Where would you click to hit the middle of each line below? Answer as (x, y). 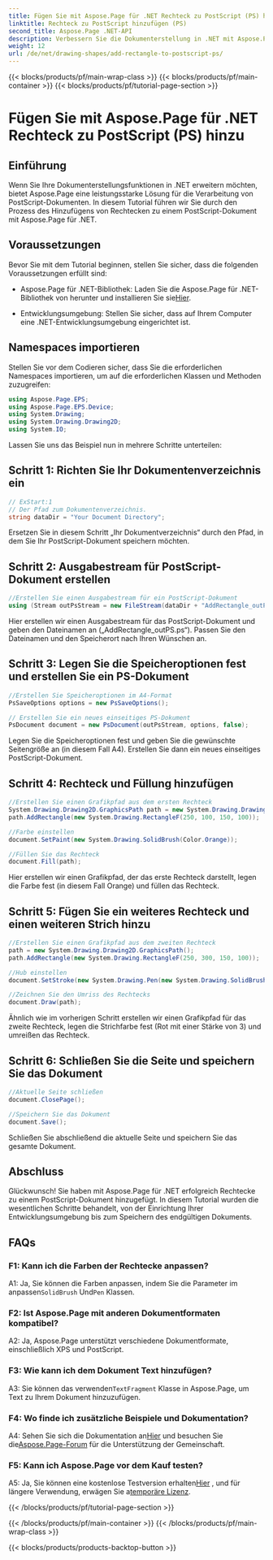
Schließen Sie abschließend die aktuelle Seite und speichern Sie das (123, 1137)
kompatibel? (34, 1323)
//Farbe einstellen (41, 832)
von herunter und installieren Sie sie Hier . (123, 297)
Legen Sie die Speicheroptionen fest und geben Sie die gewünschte (122, 741)
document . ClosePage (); (47, 1099)
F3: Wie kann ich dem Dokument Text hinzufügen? (110, 1371)
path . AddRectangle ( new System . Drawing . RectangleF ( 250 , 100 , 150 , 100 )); (134, 817)
